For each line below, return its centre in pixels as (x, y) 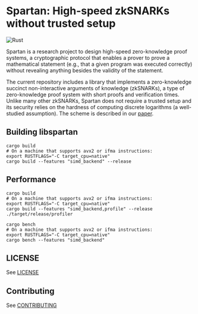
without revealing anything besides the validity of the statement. (85, 70)
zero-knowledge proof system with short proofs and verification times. (93, 94)
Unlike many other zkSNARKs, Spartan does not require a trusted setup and (99, 101)
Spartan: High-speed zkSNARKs (88, 11)
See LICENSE (23, 272)
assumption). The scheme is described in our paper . (90, 113)
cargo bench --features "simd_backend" (56, 240)
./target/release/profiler (40, 214)
